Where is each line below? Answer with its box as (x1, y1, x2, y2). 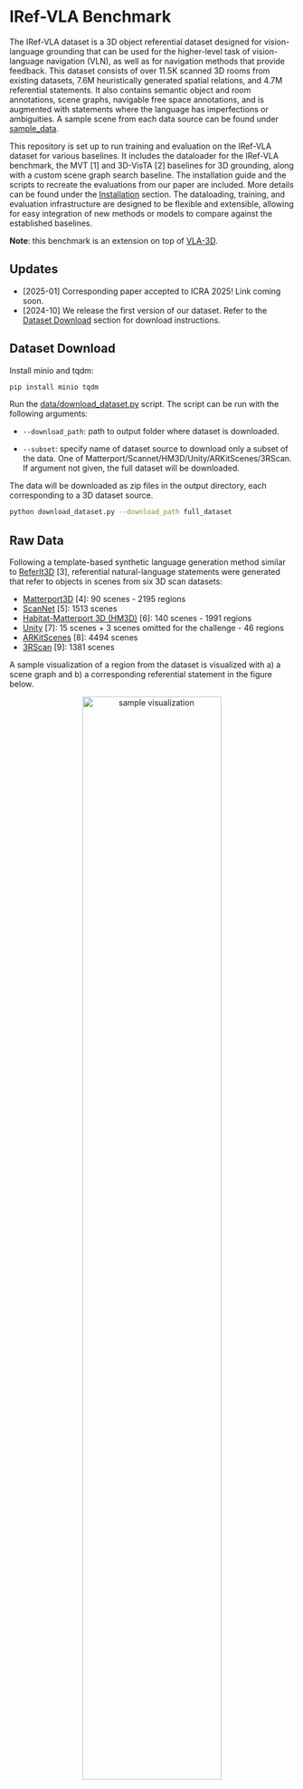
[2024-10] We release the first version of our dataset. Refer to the (22, 305, 268, 316)
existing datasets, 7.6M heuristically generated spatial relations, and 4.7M (9, 74, 283, 85)
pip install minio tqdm (9, 383, 99, 392)
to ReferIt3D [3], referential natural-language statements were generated (9, 567, 280, 578)
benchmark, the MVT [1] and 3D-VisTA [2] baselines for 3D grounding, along (9, 160, 294, 170)
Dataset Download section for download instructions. (22, 315, 222, 326)
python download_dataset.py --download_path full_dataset (9, 508, 232, 517)
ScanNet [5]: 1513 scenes (22, 603, 118, 614)
